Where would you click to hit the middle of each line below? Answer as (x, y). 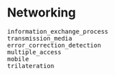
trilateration (31, 66)
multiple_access (34, 52)
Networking (42, 13)
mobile (18, 59)
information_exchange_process (58, 31)
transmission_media (40, 38)
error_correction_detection (54, 45)
